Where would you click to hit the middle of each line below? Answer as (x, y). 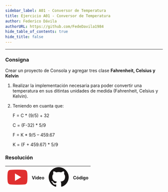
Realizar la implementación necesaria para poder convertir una (77, 85)
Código (81, 178)
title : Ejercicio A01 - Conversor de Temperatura (58, 16)
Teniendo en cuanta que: (38, 106)
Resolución (19, 157)
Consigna (17, 59)
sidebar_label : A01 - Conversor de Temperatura (56, 10)
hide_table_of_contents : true (37, 32)
